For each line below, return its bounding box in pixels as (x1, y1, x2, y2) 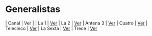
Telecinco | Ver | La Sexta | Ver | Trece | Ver (5, 25, 98, 31)
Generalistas (5, 3, 61, 15)
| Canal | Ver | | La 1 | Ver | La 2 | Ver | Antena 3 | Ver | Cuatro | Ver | (5, 20, 148, 26)
